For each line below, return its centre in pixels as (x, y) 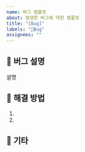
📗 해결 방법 (26, 98)
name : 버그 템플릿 (26, 12)
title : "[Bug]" (25, 23)
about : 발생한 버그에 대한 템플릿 (43, 18)
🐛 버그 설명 (26, 61)
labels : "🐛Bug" (25, 29)
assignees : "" (24, 35)
